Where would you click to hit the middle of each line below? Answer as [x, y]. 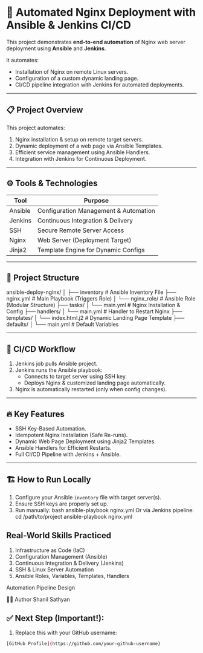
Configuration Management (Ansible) [61, 556]
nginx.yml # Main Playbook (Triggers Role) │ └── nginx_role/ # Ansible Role [101, 299]
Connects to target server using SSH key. [75, 377]
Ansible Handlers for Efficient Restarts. [63, 448]
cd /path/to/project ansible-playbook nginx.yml [74, 516]
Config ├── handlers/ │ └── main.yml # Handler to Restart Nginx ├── [94, 311]
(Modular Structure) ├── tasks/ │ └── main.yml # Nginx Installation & [93, 305]
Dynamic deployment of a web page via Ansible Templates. [89, 146]
